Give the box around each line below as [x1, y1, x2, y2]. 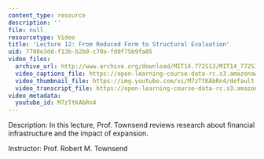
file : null [8, 26, 44, 34]
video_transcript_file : [15, 84, 93, 92]
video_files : [8, 56, 51, 63]
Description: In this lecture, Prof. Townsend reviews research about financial [8, 121, 255, 130]
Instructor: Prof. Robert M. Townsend [8, 144, 128, 154]
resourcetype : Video [8, 33, 76, 42]
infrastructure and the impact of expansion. [8, 128, 149, 138]
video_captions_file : [15, 70, 86, 78]
